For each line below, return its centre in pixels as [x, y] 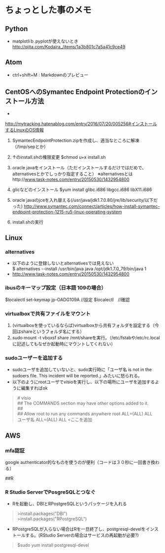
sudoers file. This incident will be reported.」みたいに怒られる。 [77, 376]
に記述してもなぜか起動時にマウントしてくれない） [64, 344]
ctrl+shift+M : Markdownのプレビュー [50, 75]
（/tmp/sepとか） [30, 146]
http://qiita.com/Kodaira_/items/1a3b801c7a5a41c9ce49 [69, 47]
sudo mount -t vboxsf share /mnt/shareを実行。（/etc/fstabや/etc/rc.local [86, 337]
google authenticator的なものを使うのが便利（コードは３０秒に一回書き [78, 462]
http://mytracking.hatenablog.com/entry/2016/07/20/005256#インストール [81, 124]
